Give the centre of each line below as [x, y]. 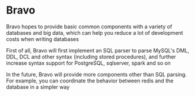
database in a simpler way [38, 87]
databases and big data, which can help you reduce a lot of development [95, 32]
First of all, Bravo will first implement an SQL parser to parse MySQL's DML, [98, 50]
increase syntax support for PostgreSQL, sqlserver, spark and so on [88, 63]
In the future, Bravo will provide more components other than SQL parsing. [97, 74]
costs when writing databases [43, 39]
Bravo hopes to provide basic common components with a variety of [89, 27]
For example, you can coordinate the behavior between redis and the [90, 81]
